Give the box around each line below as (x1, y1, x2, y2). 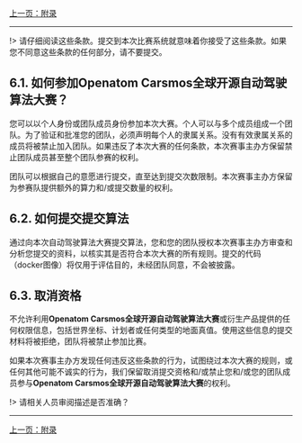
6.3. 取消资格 (9, 288, 82, 303)
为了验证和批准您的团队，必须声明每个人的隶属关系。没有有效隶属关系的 (24, 129, 293, 140)
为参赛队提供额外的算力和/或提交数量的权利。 (9, 182, 178, 193)
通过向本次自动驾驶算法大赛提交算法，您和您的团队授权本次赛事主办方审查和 (9, 237, 293, 248)
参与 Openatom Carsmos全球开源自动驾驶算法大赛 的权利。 (16, 377, 235, 389)
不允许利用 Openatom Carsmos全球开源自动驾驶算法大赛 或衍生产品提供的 (9, 313, 283, 324)
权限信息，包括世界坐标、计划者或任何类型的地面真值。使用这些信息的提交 (16, 325, 293, 336)
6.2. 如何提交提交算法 (9, 211, 129, 227)
